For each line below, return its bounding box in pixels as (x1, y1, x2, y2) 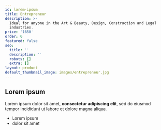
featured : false (5, 39, 38, 43)
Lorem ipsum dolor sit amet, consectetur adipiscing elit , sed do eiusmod (5, 101, 151, 106)
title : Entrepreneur (5, 12, 47, 16)
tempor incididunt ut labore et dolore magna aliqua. (5, 106, 107, 112)
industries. (9, 25, 34, 30)
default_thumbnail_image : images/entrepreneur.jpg (5, 70, 109, 75)
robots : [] (9, 57, 31, 61)
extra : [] (9, 61, 29, 66)
